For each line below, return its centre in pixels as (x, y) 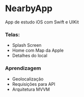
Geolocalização (28, 79)
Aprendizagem (23, 68)
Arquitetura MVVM (31, 89)
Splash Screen (27, 45)
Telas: (12, 35)
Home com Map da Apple (38, 50)
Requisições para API (33, 84)
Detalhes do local (30, 56)
